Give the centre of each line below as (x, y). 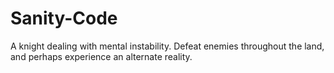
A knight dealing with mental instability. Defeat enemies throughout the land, (167, 46)
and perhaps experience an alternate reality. (101, 56)
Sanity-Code (64, 18)
